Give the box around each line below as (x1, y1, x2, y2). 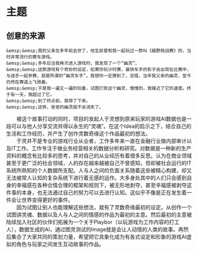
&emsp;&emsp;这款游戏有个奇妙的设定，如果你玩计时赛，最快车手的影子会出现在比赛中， (6, 67, 192, 73)
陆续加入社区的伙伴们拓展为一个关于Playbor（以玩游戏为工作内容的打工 (6, 219, 180, 225)
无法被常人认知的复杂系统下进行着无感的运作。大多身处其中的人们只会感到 (6, 175, 187, 181)
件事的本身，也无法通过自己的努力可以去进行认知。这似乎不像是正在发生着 (6, 189, 187, 196)
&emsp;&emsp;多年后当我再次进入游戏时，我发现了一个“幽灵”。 (6, 60, 140, 66)
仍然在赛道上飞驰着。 (6, 79, 50, 85)
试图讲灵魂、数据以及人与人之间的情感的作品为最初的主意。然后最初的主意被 (6, 211, 192, 218)
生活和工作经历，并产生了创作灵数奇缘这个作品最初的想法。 (6, 130, 151, 137)
